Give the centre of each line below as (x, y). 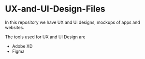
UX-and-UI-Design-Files (55, 9)
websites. (14, 27)
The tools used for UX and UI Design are (45, 37)
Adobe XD (22, 46)
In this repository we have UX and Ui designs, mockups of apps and (72, 22)
